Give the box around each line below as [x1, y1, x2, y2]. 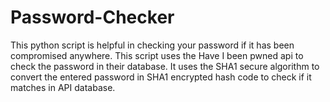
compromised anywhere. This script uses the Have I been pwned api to [10, 49, 304, 61]
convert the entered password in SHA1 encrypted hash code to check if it [10, 71, 312, 83]
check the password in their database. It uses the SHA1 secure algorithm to [10, 60, 320, 72]
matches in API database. [10, 81, 116, 93]
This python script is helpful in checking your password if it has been [10, 39, 295, 51]
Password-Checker [10, 6, 175, 29]
